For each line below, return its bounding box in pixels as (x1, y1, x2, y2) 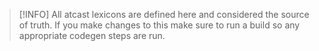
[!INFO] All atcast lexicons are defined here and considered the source (18, 9, 310, 20)
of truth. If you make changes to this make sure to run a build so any (18, 19, 301, 31)
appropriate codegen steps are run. (18, 30, 166, 41)
